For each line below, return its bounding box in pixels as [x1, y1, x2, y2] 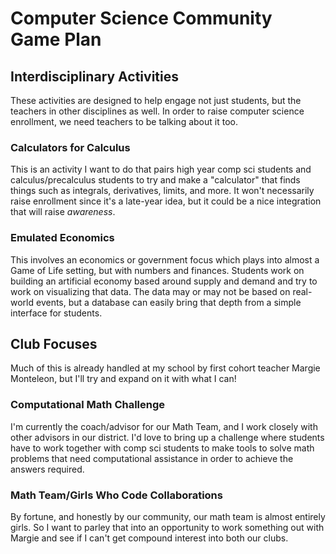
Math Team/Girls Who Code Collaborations [10, 488, 223, 502]
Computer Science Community [10, 7, 273, 30]
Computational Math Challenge [10, 398, 166, 412]
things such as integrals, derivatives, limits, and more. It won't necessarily [10, 185, 315, 197]
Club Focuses [10, 335, 98, 352]
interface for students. [10, 307, 103, 319]
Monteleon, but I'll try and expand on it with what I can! [10, 373, 237, 385]
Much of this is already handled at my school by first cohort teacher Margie [10, 362, 321, 374]
